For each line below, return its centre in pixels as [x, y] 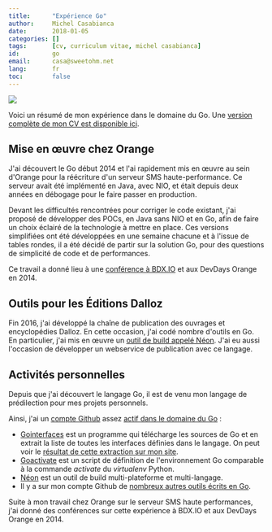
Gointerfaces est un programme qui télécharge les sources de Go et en [139, 434]
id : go [34, 54]
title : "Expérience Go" [58, 16]
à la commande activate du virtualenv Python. [97, 469]
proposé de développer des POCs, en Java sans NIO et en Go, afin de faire [134, 219]
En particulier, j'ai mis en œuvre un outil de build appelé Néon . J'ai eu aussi [134, 340]
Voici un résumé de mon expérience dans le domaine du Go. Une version [131, 115]
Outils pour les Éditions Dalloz [86, 303]
